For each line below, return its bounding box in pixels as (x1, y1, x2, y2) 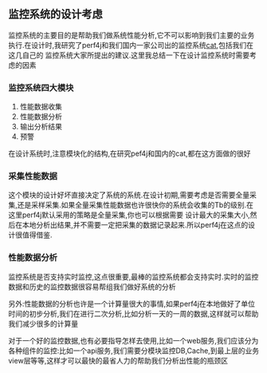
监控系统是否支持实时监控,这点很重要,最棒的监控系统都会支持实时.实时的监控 (8, 272, 259, 281)
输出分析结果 (19, 122, 62, 132)
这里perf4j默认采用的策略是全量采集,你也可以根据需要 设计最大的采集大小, (8, 210, 250, 220)
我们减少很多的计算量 (8, 319, 78, 328)
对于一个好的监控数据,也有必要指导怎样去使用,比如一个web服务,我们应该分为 (8, 335, 259, 345)
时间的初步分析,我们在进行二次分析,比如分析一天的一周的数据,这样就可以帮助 (8, 308, 259, 318)
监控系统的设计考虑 (8, 7, 103, 22)
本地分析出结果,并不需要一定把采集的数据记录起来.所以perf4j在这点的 (22, 220, 249, 230)
